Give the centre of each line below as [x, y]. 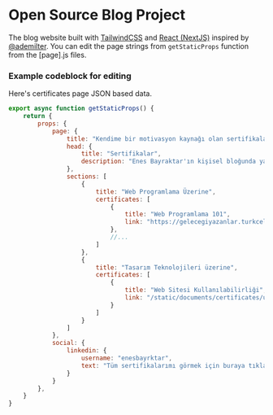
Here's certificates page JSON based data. [80, 94]
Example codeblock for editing [70, 76]
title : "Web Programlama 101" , [178, 214]
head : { [79, 146]
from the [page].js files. [48, 55]
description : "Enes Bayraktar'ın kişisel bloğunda [168, 162]
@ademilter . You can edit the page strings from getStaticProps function [129, 46]
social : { [68, 343]
